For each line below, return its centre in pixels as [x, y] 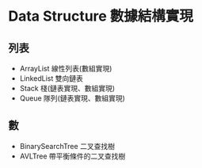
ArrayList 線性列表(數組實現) [66, 69]
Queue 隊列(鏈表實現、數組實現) [72, 98]
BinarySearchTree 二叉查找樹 [67, 146]
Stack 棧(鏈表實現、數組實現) [67, 88]
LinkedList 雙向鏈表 [51, 78]
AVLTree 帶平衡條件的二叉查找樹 [72, 156]
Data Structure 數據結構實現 [101, 16]
